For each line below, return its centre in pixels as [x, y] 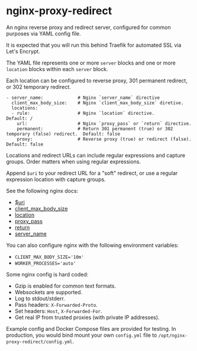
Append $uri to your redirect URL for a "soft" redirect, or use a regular [92, 173]
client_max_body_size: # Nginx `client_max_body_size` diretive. [98, 103]
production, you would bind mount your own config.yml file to [82, 335]
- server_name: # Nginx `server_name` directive [83, 98]
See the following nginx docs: [42, 191]
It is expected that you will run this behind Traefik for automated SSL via [94, 45]
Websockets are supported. [49, 292]
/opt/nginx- [173, 336]
